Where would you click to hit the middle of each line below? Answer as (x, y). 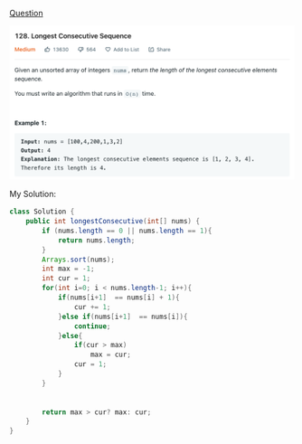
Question (26, 13)
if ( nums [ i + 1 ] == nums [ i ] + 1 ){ (118, 298)
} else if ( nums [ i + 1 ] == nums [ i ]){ (123, 316)
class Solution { (42, 212)
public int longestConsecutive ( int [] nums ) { (113, 222)
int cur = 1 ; (66, 279)
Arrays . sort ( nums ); (79, 260)
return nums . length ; (96, 240)
